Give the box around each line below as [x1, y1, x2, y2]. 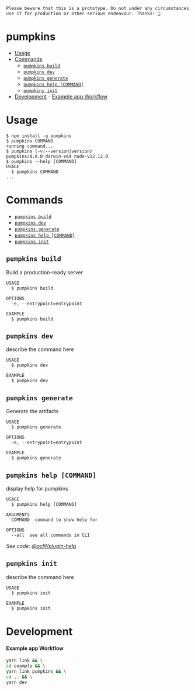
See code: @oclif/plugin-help [6, 543, 76, 550]
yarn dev [6, 679, 27, 685]
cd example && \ [6, 663, 46, 669]
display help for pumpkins [6, 485, 68, 492]
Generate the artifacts [6, 408, 59, 415]
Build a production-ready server [6, 268, 83, 275]
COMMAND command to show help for [11, 517, 98, 523]
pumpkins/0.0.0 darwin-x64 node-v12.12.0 [6, 153, 109, 159]
